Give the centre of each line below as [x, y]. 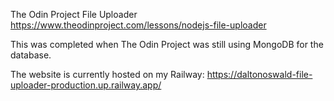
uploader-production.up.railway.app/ [86, 85]
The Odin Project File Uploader [74, 14]
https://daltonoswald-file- [259, 74]
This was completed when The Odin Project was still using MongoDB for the [167, 44]
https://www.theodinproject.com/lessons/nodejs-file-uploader [138, 25]
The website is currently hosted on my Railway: [107, 74]
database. [31, 55]
